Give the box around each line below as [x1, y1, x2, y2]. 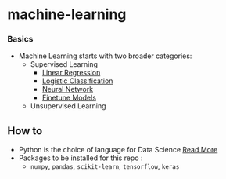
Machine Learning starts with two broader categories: [18, 51, 192, 60]
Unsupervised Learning [30, 101, 106, 111]
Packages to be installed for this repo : [18, 153, 143, 163]
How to [7, 124, 43, 137]
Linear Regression [41, 68, 101, 78]
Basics [7, 34, 34, 45]
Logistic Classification [41, 76, 113, 86]
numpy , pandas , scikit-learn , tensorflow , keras [30, 162, 180, 171]
